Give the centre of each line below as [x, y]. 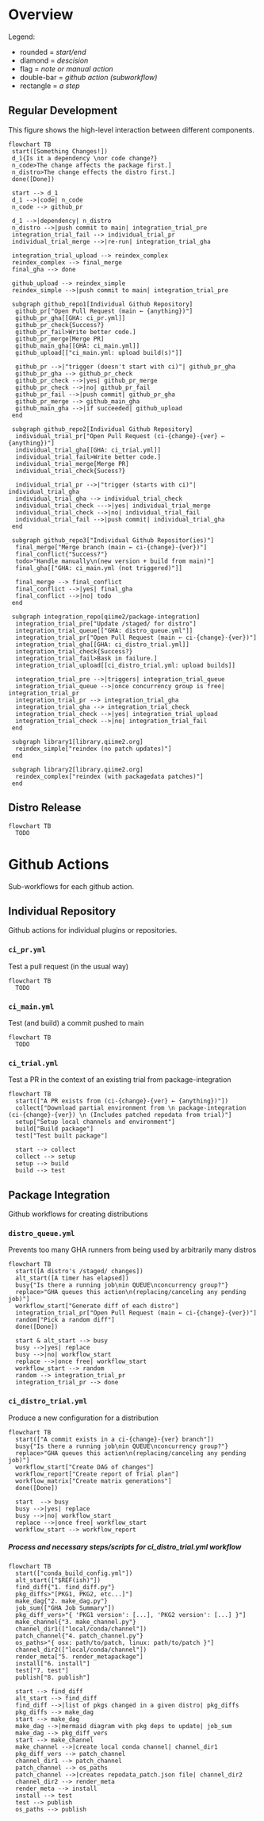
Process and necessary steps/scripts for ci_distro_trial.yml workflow [125, 1547]
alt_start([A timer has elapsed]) [72, 1278]
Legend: [22, 37]
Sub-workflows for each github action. [71, 886]
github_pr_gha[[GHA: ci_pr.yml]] [71, 318]
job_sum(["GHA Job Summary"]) [65, 1608]
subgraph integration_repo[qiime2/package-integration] [106, 617]
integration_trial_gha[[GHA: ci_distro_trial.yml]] [103, 645]
